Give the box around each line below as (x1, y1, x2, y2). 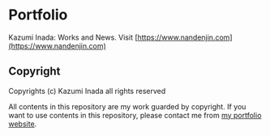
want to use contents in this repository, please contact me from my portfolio (8, 110, 262, 120)
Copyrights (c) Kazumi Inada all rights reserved (8, 86, 166, 96)
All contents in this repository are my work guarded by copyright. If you (8, 101, 246, 111)
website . (8, 119, 37, 129)
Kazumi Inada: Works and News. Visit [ (8, 32, 138, 42)
